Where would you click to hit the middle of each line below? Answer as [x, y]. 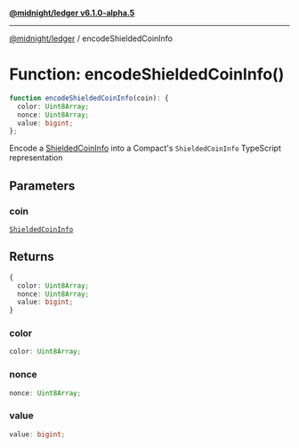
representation [36, 158]
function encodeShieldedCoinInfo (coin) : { [89, 98]
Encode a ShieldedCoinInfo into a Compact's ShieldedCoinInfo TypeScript [145, 148]
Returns [32, 257]
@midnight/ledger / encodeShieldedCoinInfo [91, 38]
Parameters [42, 186]
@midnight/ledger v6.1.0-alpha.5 [72, 13]
